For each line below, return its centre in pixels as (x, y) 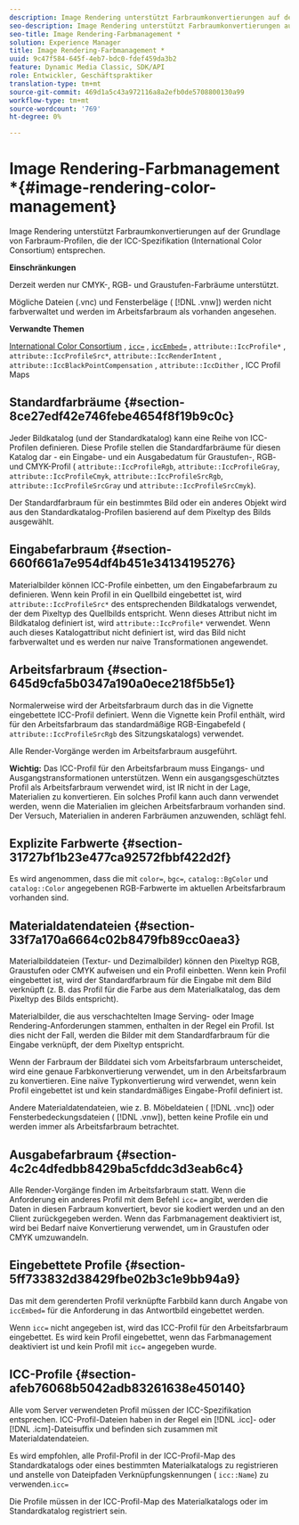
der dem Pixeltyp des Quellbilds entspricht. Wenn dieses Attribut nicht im (143, 613)
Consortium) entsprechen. (57, 250)
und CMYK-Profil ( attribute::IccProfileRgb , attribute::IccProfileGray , (145, 466)
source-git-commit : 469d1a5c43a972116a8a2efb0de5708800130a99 (127, 92)
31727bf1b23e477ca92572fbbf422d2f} (120, 857)
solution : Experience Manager (65, 42)
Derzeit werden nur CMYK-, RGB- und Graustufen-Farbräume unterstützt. (144, 285)
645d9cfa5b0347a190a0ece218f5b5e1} (122, 684)
